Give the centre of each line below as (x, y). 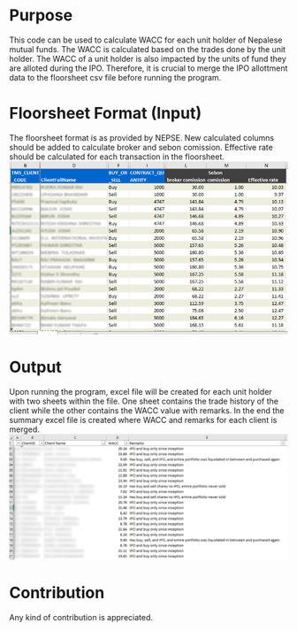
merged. (24, 429)
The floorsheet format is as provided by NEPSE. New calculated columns (142, 137)
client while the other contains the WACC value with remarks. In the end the (147, 410)
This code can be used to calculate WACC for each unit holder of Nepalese (146, 40)
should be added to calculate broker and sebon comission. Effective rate (141, 147)
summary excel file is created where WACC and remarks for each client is (143, 419)
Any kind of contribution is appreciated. (81, 618)
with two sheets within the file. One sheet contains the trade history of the (144, 401)
